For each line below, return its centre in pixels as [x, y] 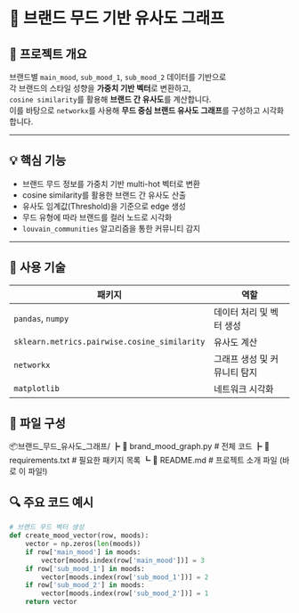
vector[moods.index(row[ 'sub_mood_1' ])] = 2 [125, 577]
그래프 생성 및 [241, 359]
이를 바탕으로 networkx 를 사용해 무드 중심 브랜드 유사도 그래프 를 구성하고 [135, 110]
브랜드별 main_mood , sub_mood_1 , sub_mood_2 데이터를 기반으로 [118, 77]
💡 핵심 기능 [38, 161]
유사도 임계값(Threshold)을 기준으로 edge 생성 [104, 206]
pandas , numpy [41, 318]
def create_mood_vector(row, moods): [79, 535]
